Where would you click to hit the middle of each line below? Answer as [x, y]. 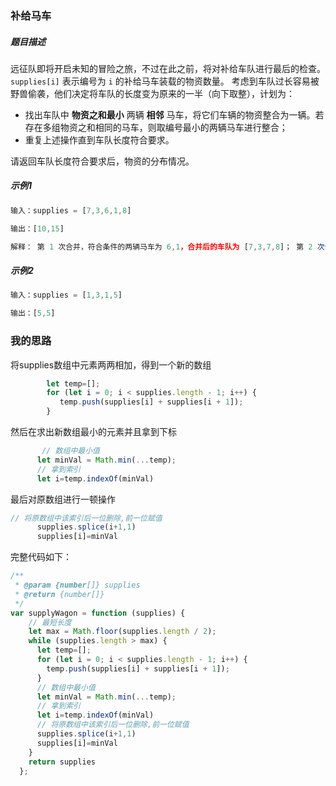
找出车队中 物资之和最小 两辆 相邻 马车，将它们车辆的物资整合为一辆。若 [174, 114]
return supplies [62, 762]
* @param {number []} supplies [77, 585]
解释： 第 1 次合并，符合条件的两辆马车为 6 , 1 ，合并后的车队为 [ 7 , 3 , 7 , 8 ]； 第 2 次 [167, 247]
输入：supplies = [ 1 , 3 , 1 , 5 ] [66, 295]
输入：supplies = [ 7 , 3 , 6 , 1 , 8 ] [71, 210]
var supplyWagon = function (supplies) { [98, 613]
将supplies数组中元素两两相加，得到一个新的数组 [111, 364]
